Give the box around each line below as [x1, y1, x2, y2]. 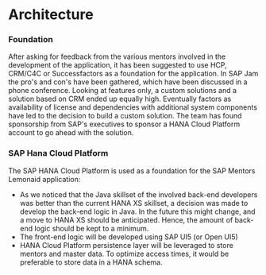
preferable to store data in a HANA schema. [19, 257, 163, 267]
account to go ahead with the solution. [8, 128, 134, 137]
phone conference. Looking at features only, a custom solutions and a [8, 86, 237, 95]
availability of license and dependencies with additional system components [8, 103, 258, 112]
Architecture [8, 6, 94, 24]
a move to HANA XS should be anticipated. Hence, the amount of [19, 215, 233, 224]
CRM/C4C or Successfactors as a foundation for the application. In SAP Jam [8, 69, 259, 79]
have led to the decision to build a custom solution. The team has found [8, 111, 242, 121]
